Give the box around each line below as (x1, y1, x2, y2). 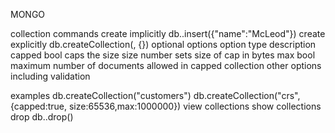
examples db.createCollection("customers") (10, 90, 192, 101)
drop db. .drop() (10, 111, 74, 123)
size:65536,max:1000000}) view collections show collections (68, 100, 322, 112)
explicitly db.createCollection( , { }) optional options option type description (10, 39, 317, 50)
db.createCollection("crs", (193, 90, 301, 101)
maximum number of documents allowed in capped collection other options (10, 60, 322, 71)
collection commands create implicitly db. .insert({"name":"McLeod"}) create (10, 28, 326, 39)
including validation (10, 70, 91, 82)
